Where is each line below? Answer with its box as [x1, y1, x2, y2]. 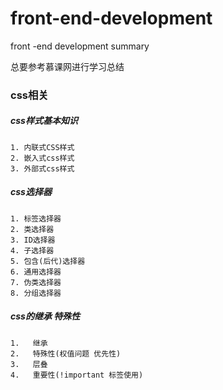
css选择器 [10, 186, 52, 198]
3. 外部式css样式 [10, 163, 75, 174]
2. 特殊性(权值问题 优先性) [10, 348, 122, 359]
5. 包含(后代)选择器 [10, 256, 86, 266]
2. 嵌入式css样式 [10, 153, 75, 163]
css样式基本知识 [10, 115, 78, 127]
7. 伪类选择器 [10, 277, 62, 287]
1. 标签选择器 [10, 213, 62, 224]
